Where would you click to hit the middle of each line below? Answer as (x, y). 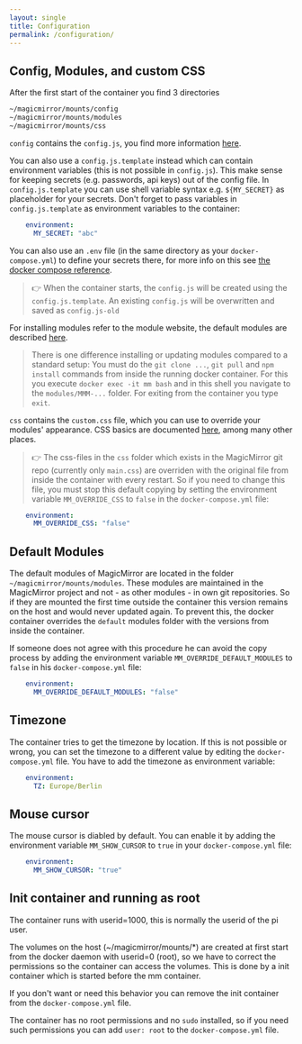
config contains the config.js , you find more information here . (125, 143)
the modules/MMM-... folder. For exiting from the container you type (155, 393)
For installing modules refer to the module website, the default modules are (148, 327)
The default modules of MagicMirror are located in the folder (121, 574)
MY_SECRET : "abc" (66, 233)
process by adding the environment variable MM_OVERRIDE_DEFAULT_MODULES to (151, 658)
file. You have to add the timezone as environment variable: (165, 761)
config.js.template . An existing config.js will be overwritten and (153, 300)
